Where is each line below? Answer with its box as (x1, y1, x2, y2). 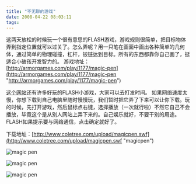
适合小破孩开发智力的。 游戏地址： (6, 58, 89, 65)
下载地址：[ (6, 131, 34, 138)
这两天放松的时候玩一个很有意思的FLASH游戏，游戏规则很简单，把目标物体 (6, 36, 187, 43)
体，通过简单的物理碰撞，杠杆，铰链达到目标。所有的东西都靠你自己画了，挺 (6, 51, 190, 58)
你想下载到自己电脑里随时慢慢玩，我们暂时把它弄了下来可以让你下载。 (16, 96, 185, 103)
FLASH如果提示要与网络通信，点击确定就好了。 (6, 118, 120, 126)
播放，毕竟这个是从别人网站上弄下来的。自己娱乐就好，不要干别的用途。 (6, 111, 180, 118)
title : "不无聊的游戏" (6, 8, 56, 15)
